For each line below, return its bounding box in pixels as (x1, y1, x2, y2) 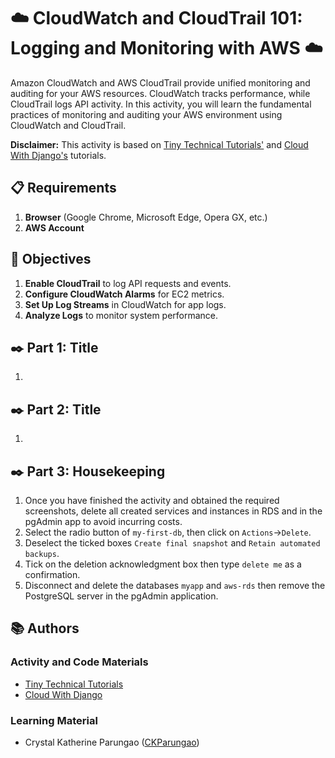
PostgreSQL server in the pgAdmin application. (24, 590, 219, 602)
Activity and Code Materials (10, 655, 149, 669)
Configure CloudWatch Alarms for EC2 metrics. (24, 288, 225, 300)
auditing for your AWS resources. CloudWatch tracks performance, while (10, 87, 311, 99)
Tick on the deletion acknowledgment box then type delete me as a (24, 558, 302, 570)
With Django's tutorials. (10, 149, 107, 161)
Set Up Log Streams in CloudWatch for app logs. (24, 298, 227, 310)
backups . (24, 548, 60, 559)
